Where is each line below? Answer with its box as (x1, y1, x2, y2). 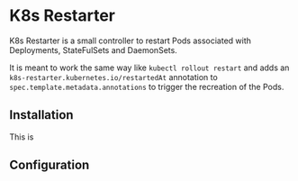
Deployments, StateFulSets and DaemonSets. (9, 44, 177, 55)
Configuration (9, 158, 90, 173)
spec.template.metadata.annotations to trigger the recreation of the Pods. (9, 81, 284, 92)
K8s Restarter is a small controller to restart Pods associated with (9, 35, 252, 46)
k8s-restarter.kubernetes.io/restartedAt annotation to (9, 71, 218, 82)
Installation (9, 107, 74, 122)
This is (9, 131, 34, 142)
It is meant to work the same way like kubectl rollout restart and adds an (9, 62, 290, 73)
